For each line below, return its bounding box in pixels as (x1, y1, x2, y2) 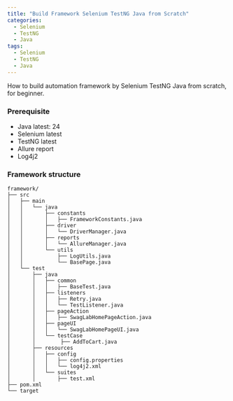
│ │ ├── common (7, 277, 77, 284)
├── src (7, 192, 30, 199)
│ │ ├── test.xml (7, 375, 96, 382)
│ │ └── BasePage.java (7, 259, 111, 266)
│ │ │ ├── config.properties (7, 357, 124, 364)
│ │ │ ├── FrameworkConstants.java (7, 216, 142, 223)
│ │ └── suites (7, 369, 77, 377)
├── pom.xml (7, 381, 42, 388)
